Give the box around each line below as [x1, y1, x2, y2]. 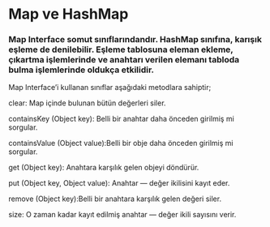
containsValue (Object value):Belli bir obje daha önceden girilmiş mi [8, 139, 234, 148]
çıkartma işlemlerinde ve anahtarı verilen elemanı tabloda [8, 54, 240, 66]
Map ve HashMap [8, 5, 129, 24]
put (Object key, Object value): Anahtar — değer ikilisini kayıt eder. [8, 178, 230, 188]
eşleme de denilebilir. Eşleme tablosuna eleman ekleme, [8, 44, 234, 55]
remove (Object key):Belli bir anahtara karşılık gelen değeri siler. [8, 194, 221, 203]
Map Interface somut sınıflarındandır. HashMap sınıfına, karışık [8, 34, 262, 45]
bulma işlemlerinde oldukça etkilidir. [8, 64, 155, 75]
